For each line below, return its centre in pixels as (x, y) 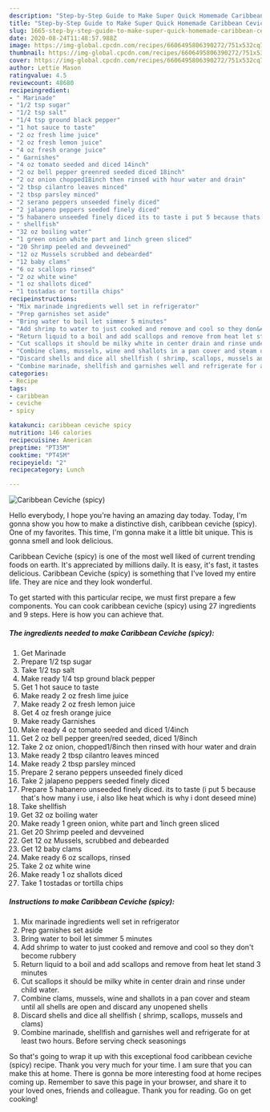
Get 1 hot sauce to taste (60, 687)
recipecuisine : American (50, 440)
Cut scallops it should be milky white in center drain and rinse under (133, 981)
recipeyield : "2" (38, 463)
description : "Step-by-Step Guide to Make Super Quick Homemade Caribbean (137, 16)
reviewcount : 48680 (42, 83)
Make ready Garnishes (58, 722)
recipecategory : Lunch (47, 470)
